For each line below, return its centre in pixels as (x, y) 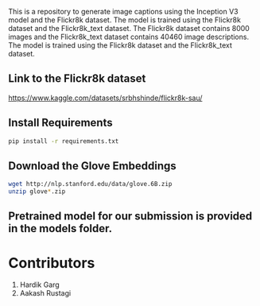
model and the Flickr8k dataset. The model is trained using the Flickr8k (124, 20)
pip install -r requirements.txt (64, 141)
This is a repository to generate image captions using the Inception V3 (123, 12)
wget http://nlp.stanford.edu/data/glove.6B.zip (90, 184)
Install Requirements (60, 123)
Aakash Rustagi (45, 293)
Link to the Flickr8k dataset (77, 79)
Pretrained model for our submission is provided (130, 217)
